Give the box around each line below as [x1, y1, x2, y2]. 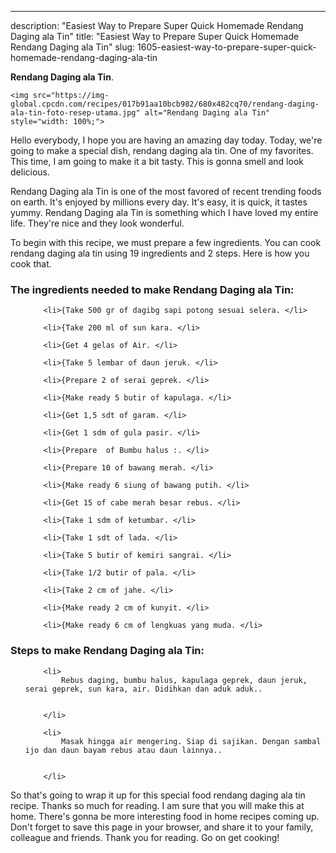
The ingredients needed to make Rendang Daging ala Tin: [10, 282, 295, 296]
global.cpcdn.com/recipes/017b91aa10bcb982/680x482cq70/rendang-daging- [10, 99, 320, 109]
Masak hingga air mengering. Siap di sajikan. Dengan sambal [61, 736, 322, 746]
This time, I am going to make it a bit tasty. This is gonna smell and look [10, 156, 304, 167]
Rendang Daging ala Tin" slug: [10, 41, 136, 53]
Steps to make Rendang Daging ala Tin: [10, 644, 205, 658]
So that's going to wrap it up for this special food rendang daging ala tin [10, 789, 306, 801]
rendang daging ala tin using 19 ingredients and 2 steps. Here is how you [10, 247, 310, 259]
